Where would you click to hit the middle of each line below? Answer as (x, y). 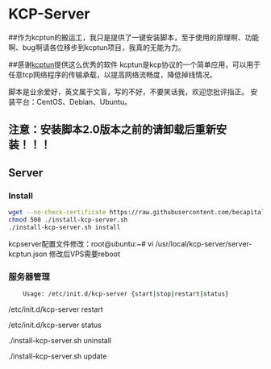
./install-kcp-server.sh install (65, 227)
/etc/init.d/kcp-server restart (56, 309)
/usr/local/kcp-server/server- (204, 243)
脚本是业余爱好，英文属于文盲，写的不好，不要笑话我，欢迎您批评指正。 (128, 91)
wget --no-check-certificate (57, 213)
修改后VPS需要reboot (85, 254)
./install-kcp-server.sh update (58, 356)
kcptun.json (28, 254)
